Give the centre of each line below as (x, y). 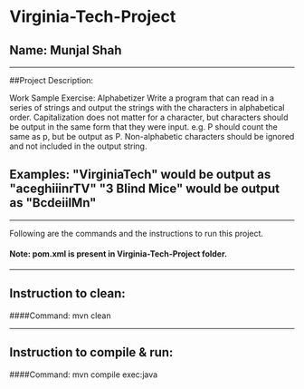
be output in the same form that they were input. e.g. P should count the (144, 127)
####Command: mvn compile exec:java (84, 374)
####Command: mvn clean (60, 316)
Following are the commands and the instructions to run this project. (137, 233)
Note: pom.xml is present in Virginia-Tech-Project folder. (119, 254)
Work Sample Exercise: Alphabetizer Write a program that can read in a (142, 98)
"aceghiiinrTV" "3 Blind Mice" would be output (145, 189)
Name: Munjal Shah (66, 50)
